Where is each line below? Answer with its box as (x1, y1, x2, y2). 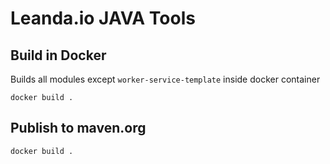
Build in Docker (10, 47, 107, 64)
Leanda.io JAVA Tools (10, 7, 196, 30)
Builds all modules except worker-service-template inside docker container (10, 73, 321, 85)
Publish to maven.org (10, 120, 147, 137)
